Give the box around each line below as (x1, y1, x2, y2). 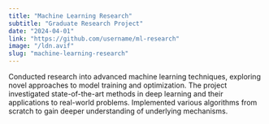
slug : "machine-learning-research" (8, 49, 129, 58)
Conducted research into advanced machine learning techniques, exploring (8, 72, 262, 81)
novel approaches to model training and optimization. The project (8, 80, 228, 90)
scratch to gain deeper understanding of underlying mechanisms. (8, 106, 228, 116)
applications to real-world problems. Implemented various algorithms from (8, 98, 258, 107)
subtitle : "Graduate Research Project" (8, 19, 144, 28)
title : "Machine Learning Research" (8, 11, 132, 20)
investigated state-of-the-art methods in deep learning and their (8, 89, 223, 98)
